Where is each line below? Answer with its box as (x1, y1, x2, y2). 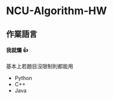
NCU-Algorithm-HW (6, 4, 107, 18)
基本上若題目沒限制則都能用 (6, 62, 74, 70)
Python (14, 74, 32, 81)
